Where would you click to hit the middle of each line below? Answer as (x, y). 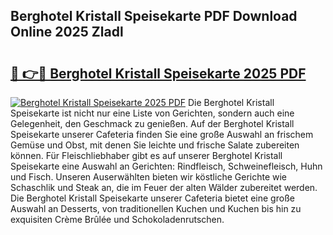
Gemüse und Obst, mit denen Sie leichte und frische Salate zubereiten (155, 145)
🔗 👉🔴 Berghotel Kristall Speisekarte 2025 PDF (158, 73)
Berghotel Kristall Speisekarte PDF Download (154, 16)
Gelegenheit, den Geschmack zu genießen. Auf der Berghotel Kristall (152, 123)
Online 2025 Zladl (67, 32)
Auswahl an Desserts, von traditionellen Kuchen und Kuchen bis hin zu (156, 208)
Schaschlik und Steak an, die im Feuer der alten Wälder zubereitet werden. (164, 187)
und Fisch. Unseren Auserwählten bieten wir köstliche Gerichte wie (149, 177)
